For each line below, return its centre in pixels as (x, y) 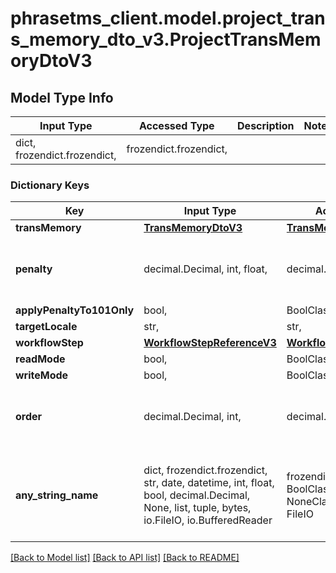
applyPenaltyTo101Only (75, 310)
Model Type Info (62, 97)
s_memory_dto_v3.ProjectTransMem (166, 39)
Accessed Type (176, 125)
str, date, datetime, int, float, (209, 483)
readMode (40, 359)
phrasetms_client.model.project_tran (168, 18)
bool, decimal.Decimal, (197, 495)
